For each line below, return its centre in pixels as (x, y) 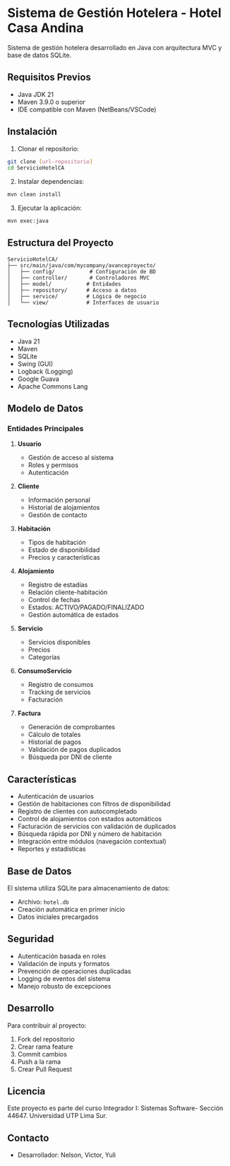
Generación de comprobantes (71, 727)
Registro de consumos (61, 685)
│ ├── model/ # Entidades (64, 284)
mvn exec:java (28, 221)
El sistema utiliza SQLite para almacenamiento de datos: (89, 888)
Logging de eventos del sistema (64, 978)
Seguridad (31, 939)
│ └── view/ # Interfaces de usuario (83, 302)
